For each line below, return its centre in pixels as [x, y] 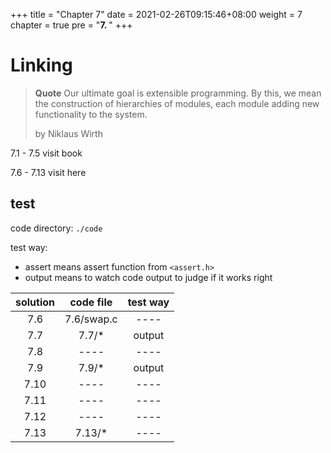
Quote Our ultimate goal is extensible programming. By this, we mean [178, 93]
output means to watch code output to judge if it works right [148, 277]
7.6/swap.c [91, 319]
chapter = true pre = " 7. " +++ [71, 25]
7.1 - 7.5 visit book [46, 153]
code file [91, 302]
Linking [41, 65]
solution [35, 302]
